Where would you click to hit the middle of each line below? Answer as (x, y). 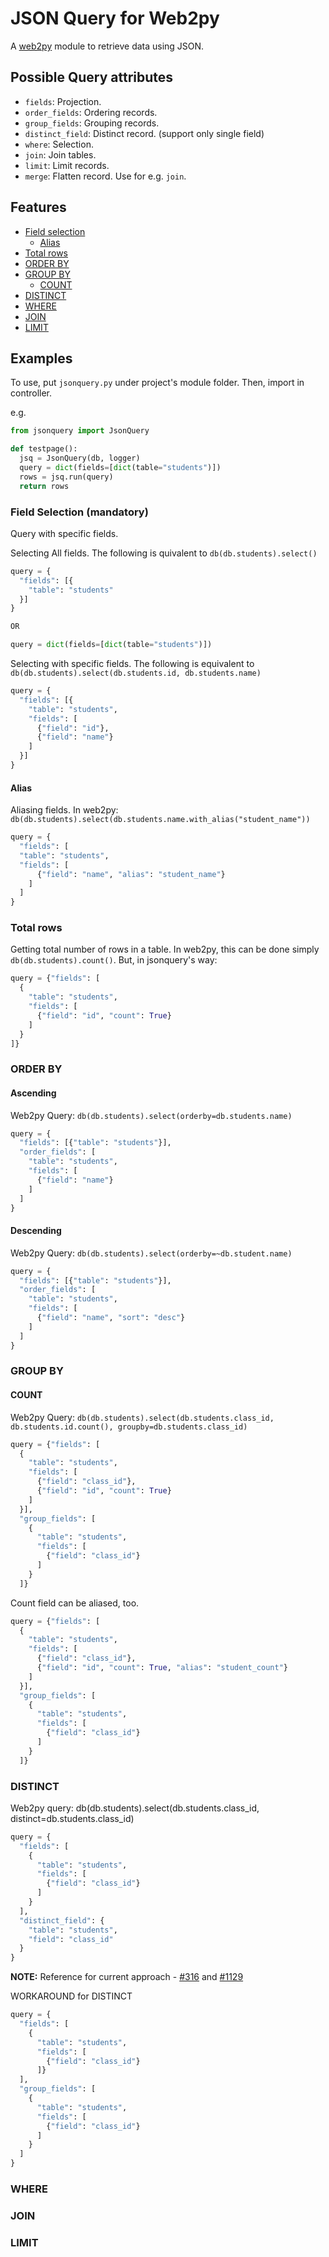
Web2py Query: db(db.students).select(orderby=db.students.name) (151, 1115)
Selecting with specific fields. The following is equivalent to (132, 664)
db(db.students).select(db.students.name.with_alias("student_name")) (160, 820)
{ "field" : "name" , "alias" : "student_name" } (131, 874)
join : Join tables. (60, 154)
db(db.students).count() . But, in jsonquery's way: (114, 960)
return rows (44, 486)
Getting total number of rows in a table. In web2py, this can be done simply (165, 949)
